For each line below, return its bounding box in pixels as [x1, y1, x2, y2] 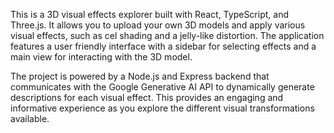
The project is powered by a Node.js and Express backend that [10, 70, 270, 82]
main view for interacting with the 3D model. [10, 51, 193, 63]
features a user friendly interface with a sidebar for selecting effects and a [10, 40, 317, 52]
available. [10, 113, 50, 124]
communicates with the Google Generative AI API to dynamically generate [10, 81, 315, 93]
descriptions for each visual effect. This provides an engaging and [10, 92, 284, 103]
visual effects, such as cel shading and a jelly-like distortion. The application [10, 30, 325, 41]
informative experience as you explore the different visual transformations [10, 102, 315, 114]
